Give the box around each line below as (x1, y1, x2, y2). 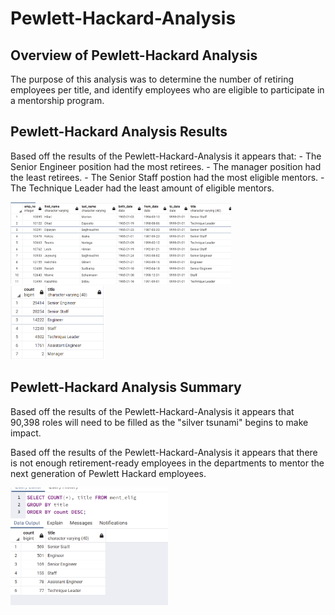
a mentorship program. (10, 95, 105, 106)
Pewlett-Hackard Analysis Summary (10, 379, 242, 396)
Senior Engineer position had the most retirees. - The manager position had (10, 160, 322, 172)
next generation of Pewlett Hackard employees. (10, 467, 207, 479)
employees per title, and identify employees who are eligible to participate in (10, 84, 325, 96)
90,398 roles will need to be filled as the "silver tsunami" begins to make (10, 416, 309, 428)
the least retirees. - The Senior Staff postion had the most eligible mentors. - (10, 171, 325, 183)
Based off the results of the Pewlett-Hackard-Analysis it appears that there (10, 446, 318, 458)
